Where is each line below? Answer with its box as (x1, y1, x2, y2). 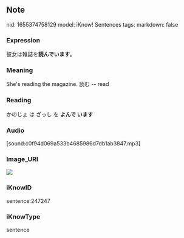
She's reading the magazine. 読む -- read (6, 81, 109, 88)
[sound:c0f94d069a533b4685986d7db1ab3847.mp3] (6, 140, 141, 147)
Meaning (6, 66, 33, 74)
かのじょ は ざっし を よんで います (6, 110, 94, 117)
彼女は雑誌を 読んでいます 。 (6, 51, 76, 58)
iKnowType (6, 212, 41, 220)
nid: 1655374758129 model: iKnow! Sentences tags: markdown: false (6, 21, 179, 28)
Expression (6, 36, 41, 44)
